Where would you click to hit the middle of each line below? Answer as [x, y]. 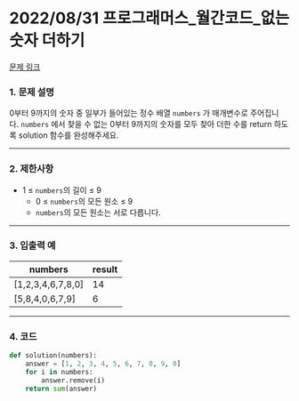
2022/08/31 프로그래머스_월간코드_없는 [149, 18]
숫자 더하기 [47, 40]
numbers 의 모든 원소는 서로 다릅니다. [98, 212]
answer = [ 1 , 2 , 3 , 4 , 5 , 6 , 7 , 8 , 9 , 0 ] [103, 364]
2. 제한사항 [32, 169]
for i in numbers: [59, 372]
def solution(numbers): [53, 356]
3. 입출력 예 [32, 245]
